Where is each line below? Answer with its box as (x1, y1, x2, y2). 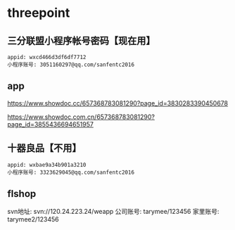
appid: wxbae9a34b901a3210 (7, 161, 87, 168)
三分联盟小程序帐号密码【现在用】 (7, 34, 155, 46)
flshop (7, 188, 37, 200)
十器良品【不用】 (7, 142, 82, 154)
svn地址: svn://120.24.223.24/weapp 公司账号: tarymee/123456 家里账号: (7, 207, 220, 216)
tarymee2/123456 (7, 215, 59, 224)
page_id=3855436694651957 (7, 120, 94, 128)
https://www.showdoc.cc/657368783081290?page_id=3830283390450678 (7, 98, 229, 107)
